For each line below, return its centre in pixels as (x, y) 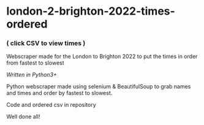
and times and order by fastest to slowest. (59, 93)
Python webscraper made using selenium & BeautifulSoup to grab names (99, 87)
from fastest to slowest (35, 63)
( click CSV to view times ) (46, 43)
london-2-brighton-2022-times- (91, 11)
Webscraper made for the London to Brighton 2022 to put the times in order (102, 57)
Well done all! (23, 116)
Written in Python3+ (32, 75)
